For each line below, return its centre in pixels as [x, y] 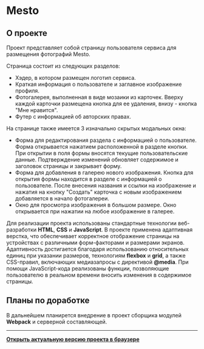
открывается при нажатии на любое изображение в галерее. [95, 211]
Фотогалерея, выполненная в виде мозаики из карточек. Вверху [99, 97]
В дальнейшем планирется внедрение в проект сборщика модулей [94, 315]
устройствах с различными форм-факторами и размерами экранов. [96, 242]
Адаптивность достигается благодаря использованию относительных [98, 249]
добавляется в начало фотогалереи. [62, 198]
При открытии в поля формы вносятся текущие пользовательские [101, 153]
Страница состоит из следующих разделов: [63, 66]
